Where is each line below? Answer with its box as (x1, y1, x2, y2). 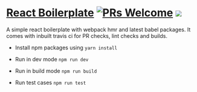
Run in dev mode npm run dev (15, 55, 89, 63)
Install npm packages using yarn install (15, 44, 118, 51)
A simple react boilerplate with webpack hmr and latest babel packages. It (6, 26, 191, 33)
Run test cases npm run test (15, 79, 86, 86)
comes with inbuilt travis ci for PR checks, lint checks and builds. (6, 32, 168, 39)
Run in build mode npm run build (15, 67, 97, 75)
